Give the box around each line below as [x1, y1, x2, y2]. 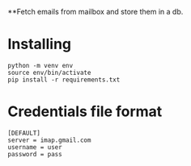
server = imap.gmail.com [7, 136, 91, 144]
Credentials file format [7, 102, 163, 121]
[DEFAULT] [7, 129, 41, 137]
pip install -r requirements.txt [7, 76, 121, 84]
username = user [7, 143, 62, 151]
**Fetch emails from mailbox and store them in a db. [7, 7, 184, 16]
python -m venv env [7, 61, 74, 69]
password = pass [7, 150, 62, 158]
